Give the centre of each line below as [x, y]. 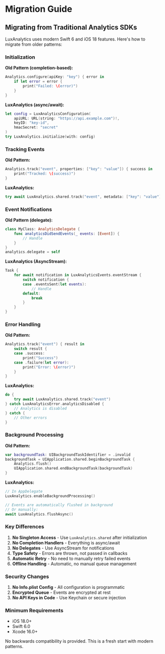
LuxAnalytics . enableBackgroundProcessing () [50, 496]
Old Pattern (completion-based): [39, 68]
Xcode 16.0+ [25, 632]
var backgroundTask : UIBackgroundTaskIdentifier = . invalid [68, 455]
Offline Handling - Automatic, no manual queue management [74, 564]
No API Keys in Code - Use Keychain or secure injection [69, 598]
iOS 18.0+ [22, 621]
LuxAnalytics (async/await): [35, 105]
